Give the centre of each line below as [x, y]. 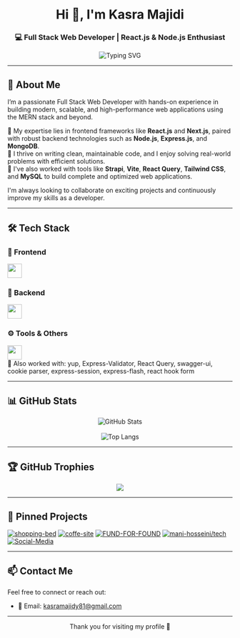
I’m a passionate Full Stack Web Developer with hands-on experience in [113, 102]
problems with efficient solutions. [56, 161]
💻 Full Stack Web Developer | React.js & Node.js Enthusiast [120, 37]
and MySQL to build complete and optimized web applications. [100, 176]
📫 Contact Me [40, 571]
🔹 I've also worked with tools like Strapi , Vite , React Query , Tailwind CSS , [117, 169]
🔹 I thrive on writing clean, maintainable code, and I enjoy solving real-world [119, 154]
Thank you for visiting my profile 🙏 [120, 626]
